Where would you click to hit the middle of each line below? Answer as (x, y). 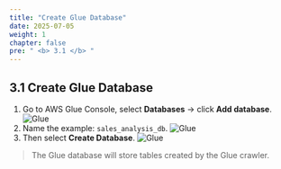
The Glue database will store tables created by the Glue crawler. (150, 155)
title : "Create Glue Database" (68, 18)
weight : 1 (28, 34)
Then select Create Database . (78, 138)
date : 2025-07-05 (42, 26)
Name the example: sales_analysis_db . (95, 128)
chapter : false (38, 43)
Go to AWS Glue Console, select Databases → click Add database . (147, 109)
